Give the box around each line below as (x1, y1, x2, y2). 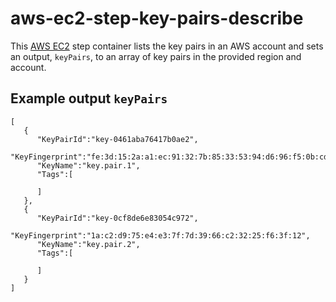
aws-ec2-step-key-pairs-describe (10, 7, 304, 30)
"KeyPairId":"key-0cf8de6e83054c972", (36, 213, 199, 223)
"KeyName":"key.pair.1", (36, 160, 141, 171)
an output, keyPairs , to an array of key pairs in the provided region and (10, 50, 302, 62)
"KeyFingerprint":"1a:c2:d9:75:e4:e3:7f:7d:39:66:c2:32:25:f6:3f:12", (10, 230, 311, 241)
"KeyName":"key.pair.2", (36, 239, 141, 249)
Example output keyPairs (10, 90, 168, 107)
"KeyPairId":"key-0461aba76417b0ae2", (36, 134, 199, 144)
